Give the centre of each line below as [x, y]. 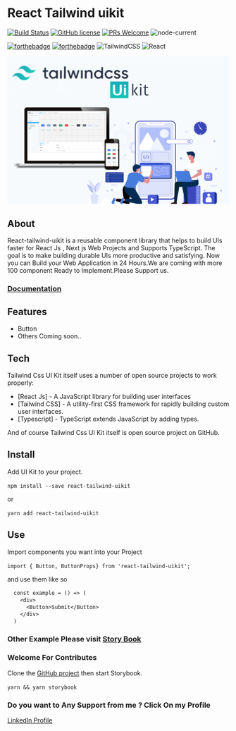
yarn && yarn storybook [42, 687]
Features [27, 312]
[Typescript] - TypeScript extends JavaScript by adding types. [108, 419]
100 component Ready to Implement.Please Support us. [88, 271]
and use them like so [37, 579]
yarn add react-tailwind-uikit [53, 513]
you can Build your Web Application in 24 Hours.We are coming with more [115, 263]
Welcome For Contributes [52, 658]
